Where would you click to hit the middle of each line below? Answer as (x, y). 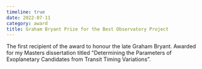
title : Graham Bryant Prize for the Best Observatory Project (87, 29)
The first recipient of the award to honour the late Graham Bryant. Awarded (101, 46)
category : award (27, 23)
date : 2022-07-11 (29, 18)
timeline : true (26, 12)
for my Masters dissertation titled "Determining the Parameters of (89, 53)
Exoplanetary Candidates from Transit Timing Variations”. (79, 59)
